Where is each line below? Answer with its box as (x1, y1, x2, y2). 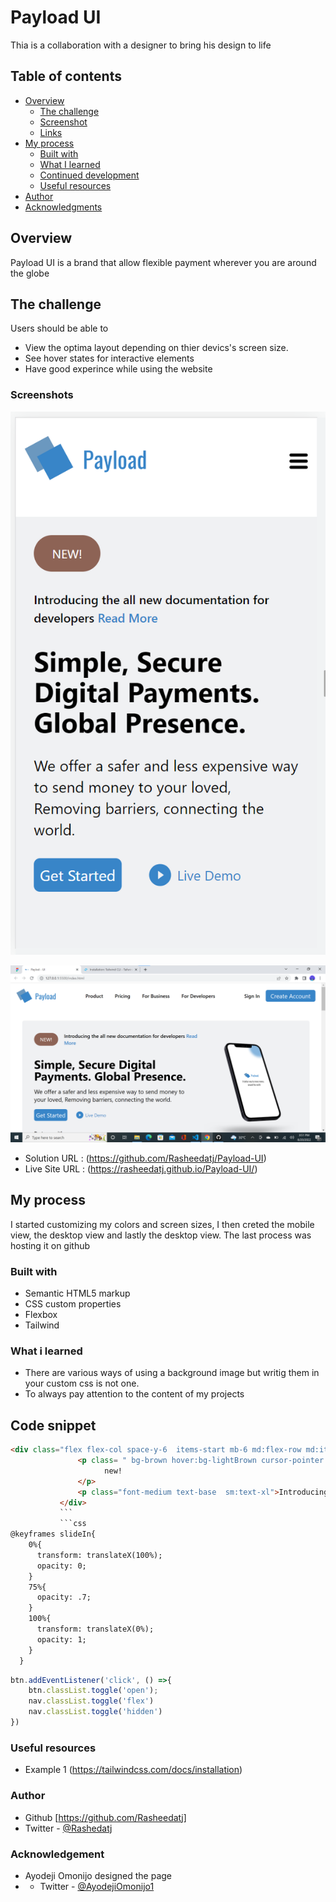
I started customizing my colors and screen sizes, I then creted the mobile (10, 1218, 315, 1230)
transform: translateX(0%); (36, 1624, 155, 1635)
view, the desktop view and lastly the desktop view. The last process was (10, 1229, 312, 1241)
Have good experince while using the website (24, 363, 213, 375)
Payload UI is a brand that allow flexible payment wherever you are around (10, 256, 317, 268)
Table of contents (10, 68, 122, 85)
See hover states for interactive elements (24, 352, 195, 365)
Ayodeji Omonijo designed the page (24, 1869, 173, 1881)
